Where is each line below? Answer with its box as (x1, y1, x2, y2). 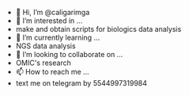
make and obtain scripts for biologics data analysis (15, 25, 182, 33)
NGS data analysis (15, 41, 77, 51)
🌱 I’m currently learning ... (15, 33, 100, 42)
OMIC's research (15, 58, 71, 67)
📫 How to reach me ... (15, 67, 89, 76)
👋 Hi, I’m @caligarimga (15, 8, 90, 17)
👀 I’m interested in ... (15, 16, 83, 25)
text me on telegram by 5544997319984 (15, 79, 148, 87)
